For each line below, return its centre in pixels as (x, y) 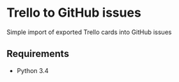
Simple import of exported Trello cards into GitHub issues (89, 32)
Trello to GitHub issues (74, 13)
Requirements (38, 54)
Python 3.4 (33, 70)
